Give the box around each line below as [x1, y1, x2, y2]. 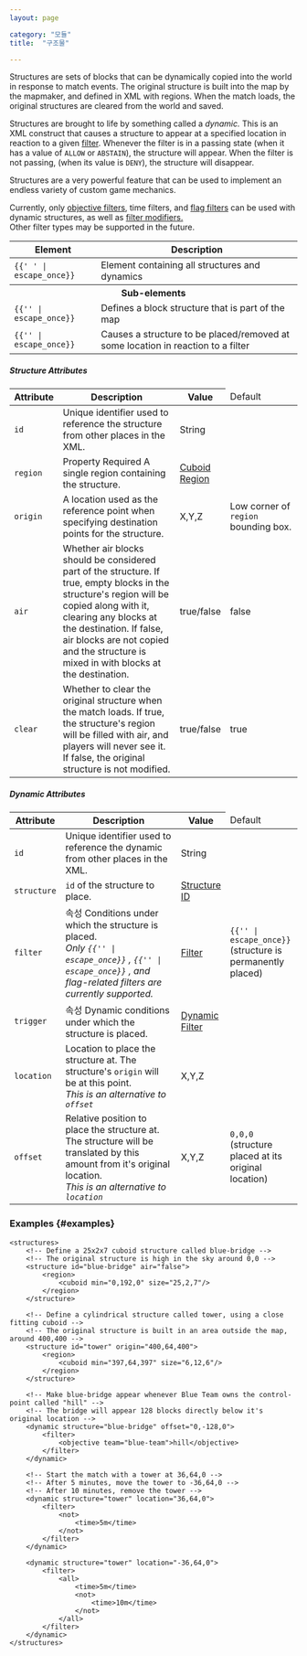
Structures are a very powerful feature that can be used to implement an [9, 175, 281, 186]
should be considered [62, 554, 157, 567]
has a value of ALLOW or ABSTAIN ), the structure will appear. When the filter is [9, 147, 294, 158]
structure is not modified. [62, 763, 171, 775]
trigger [14, 1016, 48, 1027]
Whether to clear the [62, 683, 151, 696]
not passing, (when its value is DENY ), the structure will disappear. [9, 157, 254, 168]
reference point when [62, 505, 155, 518]
